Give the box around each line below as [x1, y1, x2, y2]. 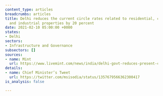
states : [5, 30, 21, 34]
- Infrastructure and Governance [5, 43, 73, 48]
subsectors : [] [5, 48, 36, 52]
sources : [5, 52, 23, 57]
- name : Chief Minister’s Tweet [5, 70, 70, 75]
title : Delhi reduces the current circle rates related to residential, [5, 16, 155, 21]
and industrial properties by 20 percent [9, 20, 95, 26]
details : [5, 66, 23, 71]
